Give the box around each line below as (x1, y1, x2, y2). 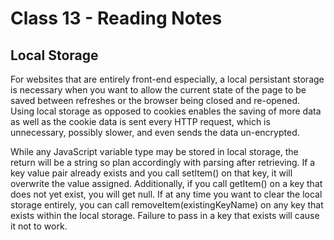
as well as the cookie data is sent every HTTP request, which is (10, 116, 271, 127)
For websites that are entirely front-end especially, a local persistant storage (10, 73, 325, 85)
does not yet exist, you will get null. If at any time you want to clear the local (10, 188, 323, 200)
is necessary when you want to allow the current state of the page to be (10, 84, 307, 96)
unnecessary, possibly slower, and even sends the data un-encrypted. (10, 127, 300, 138)
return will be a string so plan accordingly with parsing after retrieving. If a (10, 157, 316, 168)
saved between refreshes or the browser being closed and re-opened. (10, 95, 301, 106)
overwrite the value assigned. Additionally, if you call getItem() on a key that (10, 178, 323, 189)
